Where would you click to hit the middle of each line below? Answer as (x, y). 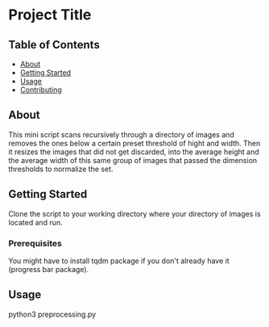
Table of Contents (54, 45)
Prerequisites (35, 243)
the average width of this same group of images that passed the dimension (133, 160)
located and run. (35, 222)
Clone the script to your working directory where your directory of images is (134, 214)
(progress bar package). (49, 269)
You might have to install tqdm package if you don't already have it (119, 261)
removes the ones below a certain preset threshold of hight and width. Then (134, 143)
